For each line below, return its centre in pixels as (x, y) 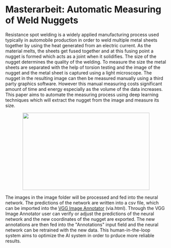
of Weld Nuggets (42, 20)
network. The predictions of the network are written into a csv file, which (82, 203)
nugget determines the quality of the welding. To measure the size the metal (86, 62)
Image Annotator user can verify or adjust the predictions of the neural (80, 214)
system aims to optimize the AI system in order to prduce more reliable (80, 235)
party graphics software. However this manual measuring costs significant (84, 84)
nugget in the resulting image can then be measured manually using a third (84, 78)
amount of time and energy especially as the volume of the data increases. (84, 89)
